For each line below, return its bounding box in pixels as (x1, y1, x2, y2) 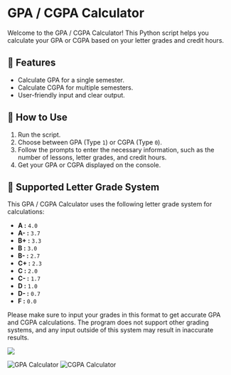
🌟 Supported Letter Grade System (7, 181, 160, 193)
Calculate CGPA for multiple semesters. (17, 83, 134, 92)
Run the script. (17, 130, 61, 139)
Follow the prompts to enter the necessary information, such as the (17, 145, 215, 154)
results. (7, 333, 30, 342)
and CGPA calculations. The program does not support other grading (7, 318, 210, 327)
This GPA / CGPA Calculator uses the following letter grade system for (7, 200, 213, 208)
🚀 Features (7, 57, 56, 69)
